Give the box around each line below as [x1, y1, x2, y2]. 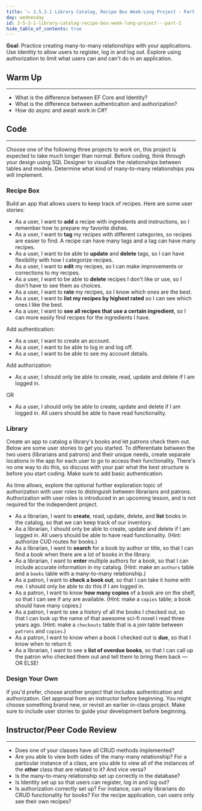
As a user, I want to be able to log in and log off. [14, 344, 133, 351]
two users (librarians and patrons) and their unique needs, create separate [6, 451, 191, 458]
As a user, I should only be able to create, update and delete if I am [14, 403, 181, 410]
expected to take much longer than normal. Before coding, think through [6, 152, 185, 159]
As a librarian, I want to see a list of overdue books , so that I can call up [14, 647, 194, 654]
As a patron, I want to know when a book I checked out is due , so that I [14, 634, 191, 641]
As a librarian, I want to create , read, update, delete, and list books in [14, 513, 187, 520]
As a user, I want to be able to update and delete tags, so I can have [14, 250, 185, 257]
